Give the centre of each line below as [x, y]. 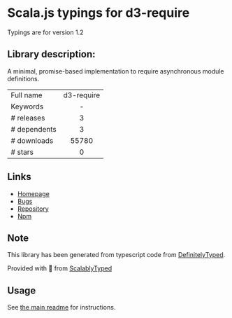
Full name [27, 95]
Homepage [34, 193]
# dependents [34, 129]
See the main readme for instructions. [61, 307]
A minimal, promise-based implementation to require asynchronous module [116, 71]
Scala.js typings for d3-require [99, 13]
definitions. [23, 78]
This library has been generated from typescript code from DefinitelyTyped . [116, 255]
